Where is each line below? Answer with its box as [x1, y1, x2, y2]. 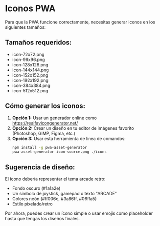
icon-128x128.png [12, 62, 48, 67]
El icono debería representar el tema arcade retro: [5, 176, 106, 182]
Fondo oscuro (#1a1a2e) [12, 185, 61, 191]
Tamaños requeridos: [5, 39, 72, 47]
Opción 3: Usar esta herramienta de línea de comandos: [12, 135, 126, 142]
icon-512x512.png [12, 87, 48, 93]
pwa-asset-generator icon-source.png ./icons [12, 149, 107, 154]
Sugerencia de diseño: [5, 163, 75, 171]
